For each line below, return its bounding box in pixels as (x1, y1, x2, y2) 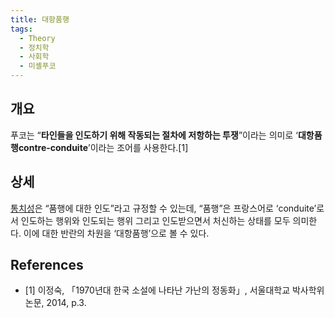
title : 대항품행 (10, 14, 70, 25)
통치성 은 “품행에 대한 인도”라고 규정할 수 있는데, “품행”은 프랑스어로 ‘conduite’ (10, 202, 317, 214)
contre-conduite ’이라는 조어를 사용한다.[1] (18, 141, 189, 153)
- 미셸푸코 (19, 61, 57, 71)
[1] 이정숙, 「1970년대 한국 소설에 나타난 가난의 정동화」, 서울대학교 (24, 284, 291, 296)
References (10, 257, 84, 274)
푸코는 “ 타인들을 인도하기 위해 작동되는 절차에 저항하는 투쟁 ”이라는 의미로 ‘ (10, 129, 298, 141)
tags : (10, 24, 33, 34)
